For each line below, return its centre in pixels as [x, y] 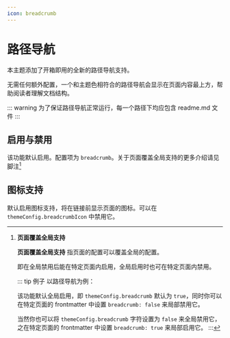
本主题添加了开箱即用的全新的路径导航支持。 [70, 70]
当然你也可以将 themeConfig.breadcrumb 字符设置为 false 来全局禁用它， [119, 319]
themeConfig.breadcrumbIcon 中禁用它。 [63, 216]
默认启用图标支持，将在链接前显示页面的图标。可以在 [82, 208]
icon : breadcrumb [32, 13]
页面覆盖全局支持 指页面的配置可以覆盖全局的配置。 [90, 252]
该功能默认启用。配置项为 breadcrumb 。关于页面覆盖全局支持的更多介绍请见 [113, 158]
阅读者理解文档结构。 [43, 93]
